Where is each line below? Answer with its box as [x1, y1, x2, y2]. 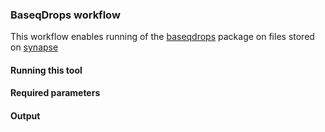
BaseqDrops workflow [10, 8, 121, 22]
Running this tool [10, 64, 83, 76]
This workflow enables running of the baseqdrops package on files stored [10, 31, 315, 43]
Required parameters [10, 87, 101, 99]
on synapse [10, 41, 59, 53]
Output [10, 110, 41, 122]
